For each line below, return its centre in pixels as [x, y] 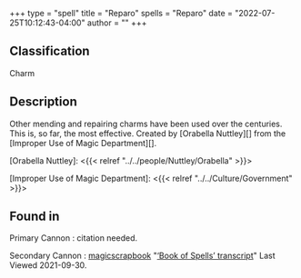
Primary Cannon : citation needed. [74, 238]
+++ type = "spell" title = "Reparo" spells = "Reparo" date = [121, 13]
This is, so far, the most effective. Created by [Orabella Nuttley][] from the [148, 133]
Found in [35, 217]
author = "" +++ [117, 23]
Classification [50, 51]
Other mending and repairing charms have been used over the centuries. [146, 124]
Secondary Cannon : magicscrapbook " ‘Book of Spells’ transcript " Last [142, 256]
